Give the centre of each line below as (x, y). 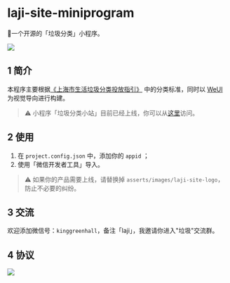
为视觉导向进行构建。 (38, 98)
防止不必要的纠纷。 (52, 188)
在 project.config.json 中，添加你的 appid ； (83, 156)
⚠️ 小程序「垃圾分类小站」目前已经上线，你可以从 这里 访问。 (111, 113)
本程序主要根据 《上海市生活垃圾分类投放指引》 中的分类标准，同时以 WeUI (115, 89)
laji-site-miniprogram (71, 13)
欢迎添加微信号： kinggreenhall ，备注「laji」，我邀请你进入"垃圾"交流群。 (113, 231)
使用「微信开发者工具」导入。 (60, 164)
